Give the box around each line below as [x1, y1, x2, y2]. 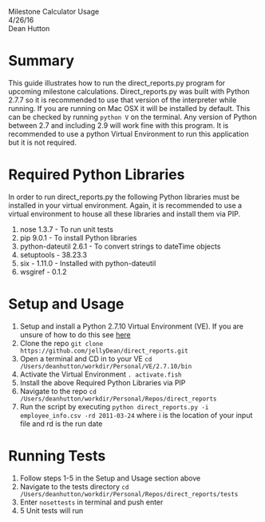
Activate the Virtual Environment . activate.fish [19, 369, 182, 379]
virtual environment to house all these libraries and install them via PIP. [8, 209, 241, 218]
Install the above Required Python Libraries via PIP [19, 377, 186, 387]
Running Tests [8, 447, 106, 464]
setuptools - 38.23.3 [19, 249, 88, 259]
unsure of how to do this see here [19, 329, 132, 339]
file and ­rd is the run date [19, 419, 103, 428]
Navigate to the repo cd [19, 386, 97, 396]
